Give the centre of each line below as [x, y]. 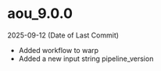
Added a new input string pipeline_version [86, 59]
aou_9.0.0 [40, 14]
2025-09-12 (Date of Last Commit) [63, 35]
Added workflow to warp [59, 50]
